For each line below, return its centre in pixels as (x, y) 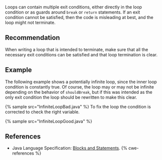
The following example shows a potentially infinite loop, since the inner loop (81, 82)
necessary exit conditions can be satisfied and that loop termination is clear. (81, 54)
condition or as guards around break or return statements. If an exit (72, 12)
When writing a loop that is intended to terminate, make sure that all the (77, 49)
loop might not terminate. (30, 22)
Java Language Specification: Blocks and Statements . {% (70, 148)
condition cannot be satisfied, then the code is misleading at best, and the (79, 17)
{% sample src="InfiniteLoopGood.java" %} (49, 121)
